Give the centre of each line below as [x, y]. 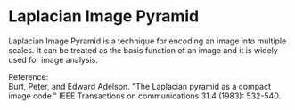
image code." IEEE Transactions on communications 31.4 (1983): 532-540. [145, 96]
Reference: [29, 76]
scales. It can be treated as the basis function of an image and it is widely [143, 50]
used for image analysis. [53, 59]
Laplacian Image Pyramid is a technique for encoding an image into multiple [147, 41]
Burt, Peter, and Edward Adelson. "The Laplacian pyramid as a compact [140, 86]
